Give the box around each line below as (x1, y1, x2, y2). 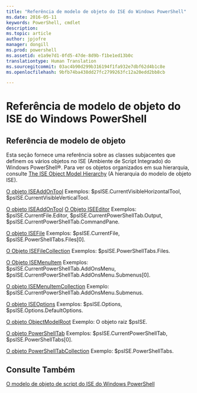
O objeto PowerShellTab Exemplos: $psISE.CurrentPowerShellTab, (6, 330, 167, 337)
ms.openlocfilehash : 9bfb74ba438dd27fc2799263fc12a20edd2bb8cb (6, 69, 166, 75)
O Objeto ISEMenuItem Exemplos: (6, 259, 89, 266)
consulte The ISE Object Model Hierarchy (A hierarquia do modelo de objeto (6, 170, 192, 177)
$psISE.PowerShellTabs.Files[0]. (6, 236, 86, 243)
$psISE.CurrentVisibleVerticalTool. (6, 194, 90, 202)
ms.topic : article (6, 31, 51, 37)
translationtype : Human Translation (6, 58, 96, 64)
